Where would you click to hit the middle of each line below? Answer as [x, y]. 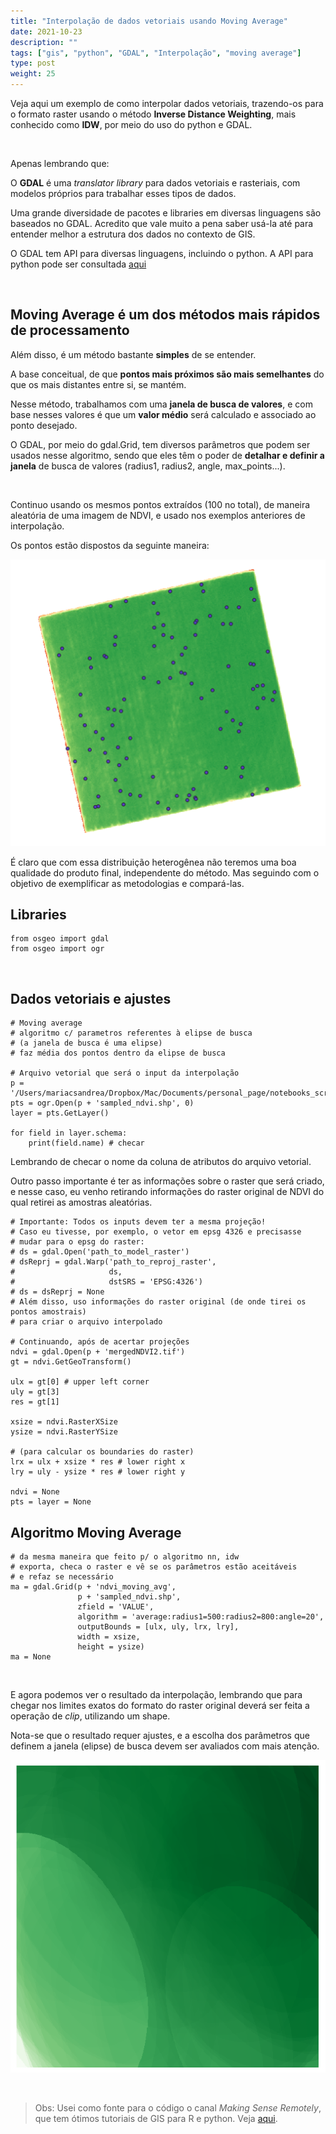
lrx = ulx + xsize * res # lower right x [98, 1462]
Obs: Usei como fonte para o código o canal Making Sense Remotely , [178, 2107]
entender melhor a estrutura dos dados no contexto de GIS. [133, 234]
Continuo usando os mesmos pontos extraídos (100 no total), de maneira [160, 504]
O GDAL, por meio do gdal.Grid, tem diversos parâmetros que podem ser [160, 444]
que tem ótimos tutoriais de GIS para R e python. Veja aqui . [156, 2118]
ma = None [31, 1656]
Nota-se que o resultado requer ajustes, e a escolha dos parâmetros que [160, 1735]
